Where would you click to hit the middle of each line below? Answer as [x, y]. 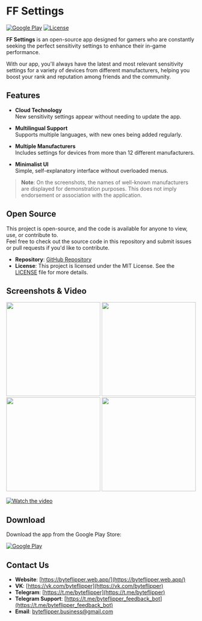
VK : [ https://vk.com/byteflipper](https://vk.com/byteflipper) [89, 586]
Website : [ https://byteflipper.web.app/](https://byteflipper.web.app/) [100, 579]
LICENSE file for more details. [51, 272]
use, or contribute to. [32, 235]
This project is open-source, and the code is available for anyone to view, [97, 228]
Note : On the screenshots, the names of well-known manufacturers [105, 182]
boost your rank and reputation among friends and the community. [89, 76]
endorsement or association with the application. [81, 195]
